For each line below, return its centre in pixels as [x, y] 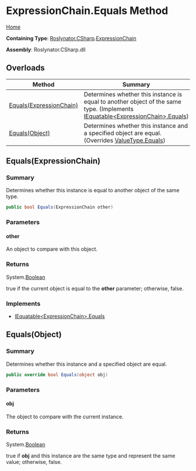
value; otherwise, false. [34, 462]
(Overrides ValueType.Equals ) [125, 140]
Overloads [25, 68]
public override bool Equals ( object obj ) [57, 375]
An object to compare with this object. [52, 249]
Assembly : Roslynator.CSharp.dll [46, 49]
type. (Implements [109, 109]
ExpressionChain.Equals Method [87, 11]
